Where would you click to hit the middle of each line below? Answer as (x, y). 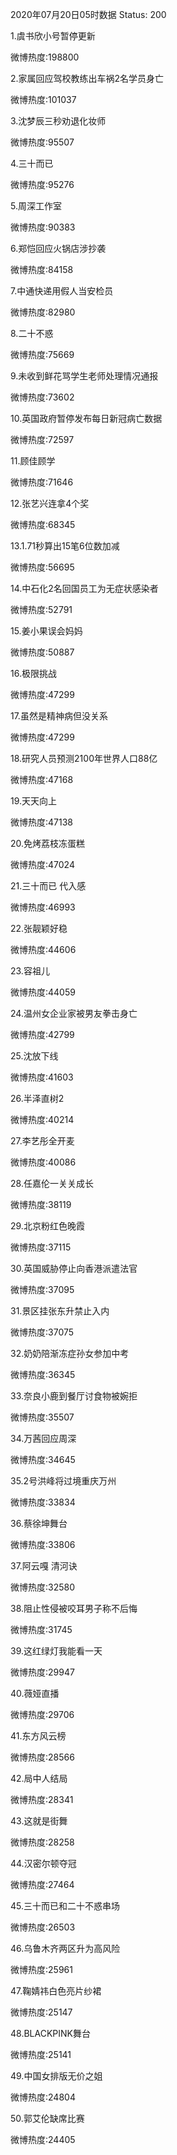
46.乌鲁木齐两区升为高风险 (65, 1948)
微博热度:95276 (42, 184)
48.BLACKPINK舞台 (50, 2033)
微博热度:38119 (41, 1204)
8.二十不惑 (32, 333)
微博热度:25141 (41, 2054)
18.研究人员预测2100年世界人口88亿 (84, 758)
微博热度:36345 (43, 1374)
